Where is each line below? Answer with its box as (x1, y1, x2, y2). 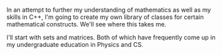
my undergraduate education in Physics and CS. (6, 41, 144, 48)
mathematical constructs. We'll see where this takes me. (6, 20, 167, 28)
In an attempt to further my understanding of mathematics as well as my (6, 6, 212, 14)
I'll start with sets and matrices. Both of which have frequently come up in (6, 33, 216, 41)
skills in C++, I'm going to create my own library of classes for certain (6, 13, 204, 21)
